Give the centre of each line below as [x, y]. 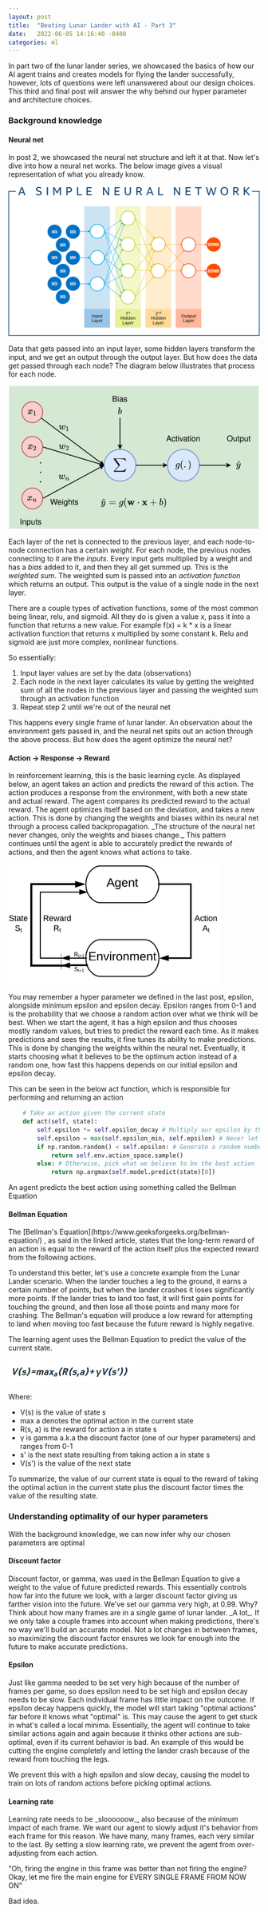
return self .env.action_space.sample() [117, 1156]
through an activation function [69, 698]
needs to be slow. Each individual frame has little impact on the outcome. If [132, 1700]
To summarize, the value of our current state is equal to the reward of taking [134, 1479]
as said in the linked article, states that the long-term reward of [151, 1240]
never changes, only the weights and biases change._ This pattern [117, 835]
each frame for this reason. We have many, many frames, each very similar [131, 1836]
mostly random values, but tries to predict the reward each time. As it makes [134, 1031]
